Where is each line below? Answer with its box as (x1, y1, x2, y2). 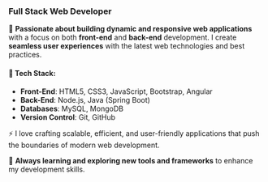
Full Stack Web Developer (8, 6, 112, 17)
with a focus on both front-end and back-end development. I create (8, 32, 237, 42)
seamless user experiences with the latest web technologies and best (8, 41, 245, 51)
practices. (8, 50, 42, 60)
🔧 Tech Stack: (8, 68, 56, 78)
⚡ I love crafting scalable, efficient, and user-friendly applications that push (8, 128, 260, 138)
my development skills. (8, 164, 85, 174)
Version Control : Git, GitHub (19, 112, 116, 122)
